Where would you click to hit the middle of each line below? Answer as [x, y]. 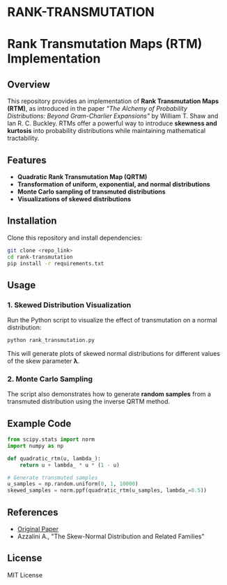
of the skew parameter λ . [44, 361]
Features [27, 160]
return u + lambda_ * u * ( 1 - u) [70, 465]
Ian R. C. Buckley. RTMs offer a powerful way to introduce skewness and [112, 123]
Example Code [39, 423]
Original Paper [38, 529]
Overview [29, 84]
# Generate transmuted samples [53, 478]
